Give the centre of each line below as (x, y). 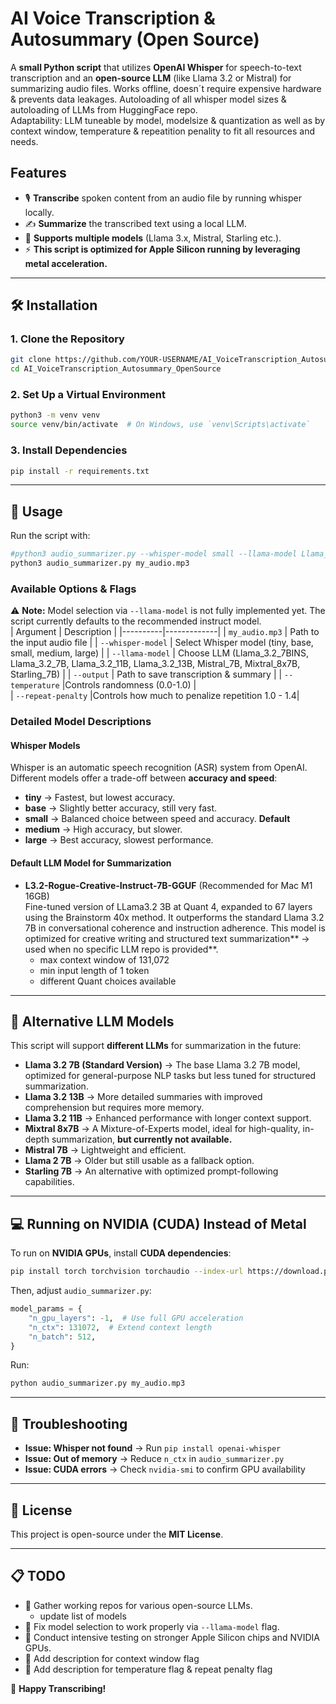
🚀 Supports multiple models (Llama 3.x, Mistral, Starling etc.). (153, 238)
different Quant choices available (108, 981)
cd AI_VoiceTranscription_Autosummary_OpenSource (116, 369)
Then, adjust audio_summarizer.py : (81, 1291)
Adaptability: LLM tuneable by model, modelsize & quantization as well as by (168, 120)
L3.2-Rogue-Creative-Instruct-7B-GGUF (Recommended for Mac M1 (168, 885)
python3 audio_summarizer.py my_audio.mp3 (100, 563)
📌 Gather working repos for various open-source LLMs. (138, 1605)
